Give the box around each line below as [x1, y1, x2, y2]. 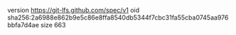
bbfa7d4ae [7, 21, 39, 29]
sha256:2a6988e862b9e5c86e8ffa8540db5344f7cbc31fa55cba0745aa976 [7, 13, 229, 22]
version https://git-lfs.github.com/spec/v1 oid [7, 6, 140, 14]
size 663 [40, 21, 66, 29]
